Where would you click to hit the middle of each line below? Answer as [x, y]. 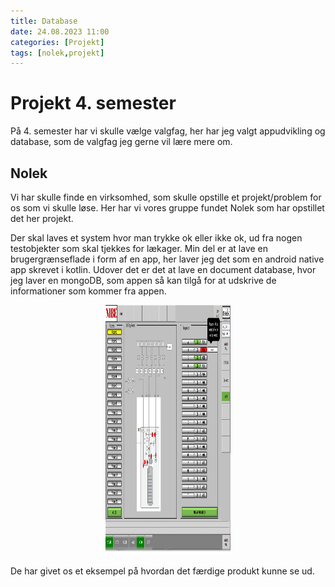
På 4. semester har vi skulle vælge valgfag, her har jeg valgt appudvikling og [168, 131]
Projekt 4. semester [93, 103]
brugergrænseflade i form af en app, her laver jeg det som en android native [167, 259]
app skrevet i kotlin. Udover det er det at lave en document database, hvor [163, 269]
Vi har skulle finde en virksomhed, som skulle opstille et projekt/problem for [166, 197]
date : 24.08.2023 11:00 [60, 31]
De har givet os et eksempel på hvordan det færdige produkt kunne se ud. [162, 571]
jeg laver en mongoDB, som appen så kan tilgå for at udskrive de [143, 280]
